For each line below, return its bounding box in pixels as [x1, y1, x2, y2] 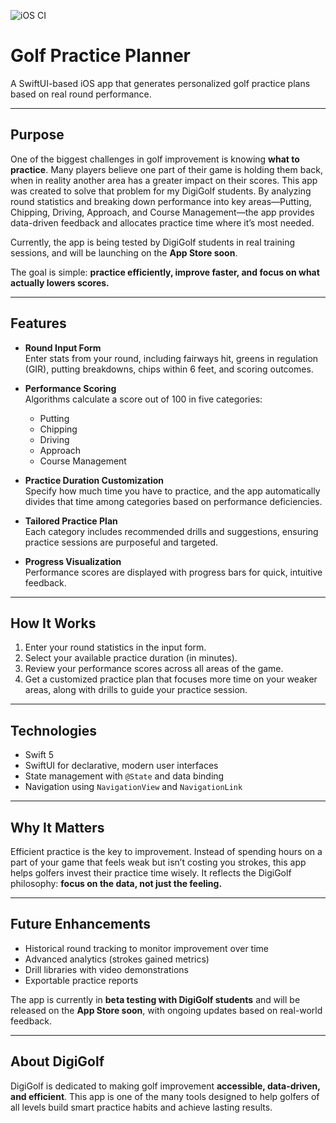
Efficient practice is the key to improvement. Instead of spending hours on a [10, 846, 323, 857]
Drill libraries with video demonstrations [24, 963, 189, 975]
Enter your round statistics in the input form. [24, 641, 207, 654]
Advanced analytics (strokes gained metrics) [24, 953, 210, 965]
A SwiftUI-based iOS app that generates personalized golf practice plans [10, 77, 311, 89]
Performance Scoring [24, 382, 117, 394]
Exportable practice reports [24, 974, 139, 986]
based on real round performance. [10, 88, 152, 100]
